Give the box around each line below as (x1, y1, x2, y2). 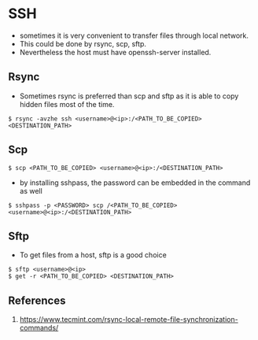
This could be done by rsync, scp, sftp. (19, 39, 147, 48)
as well (19, 186, 43, 195)
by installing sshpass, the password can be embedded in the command (19, 178, 251, 187)
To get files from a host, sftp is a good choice (19, 250, 167, 260)
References (8, 294, 66, 307)
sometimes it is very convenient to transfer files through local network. (19, 31, 249, 40)
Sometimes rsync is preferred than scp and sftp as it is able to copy (19, 91, 239, 101)
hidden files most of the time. (19, 99, 115, 109)
